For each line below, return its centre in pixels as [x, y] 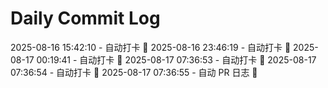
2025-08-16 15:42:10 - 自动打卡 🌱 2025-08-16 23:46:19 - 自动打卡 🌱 [151, 47]
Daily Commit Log [85, 18]
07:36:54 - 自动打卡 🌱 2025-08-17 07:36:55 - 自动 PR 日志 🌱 [134, 72]
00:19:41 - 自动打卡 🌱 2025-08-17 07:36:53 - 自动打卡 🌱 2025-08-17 [176, 59]
